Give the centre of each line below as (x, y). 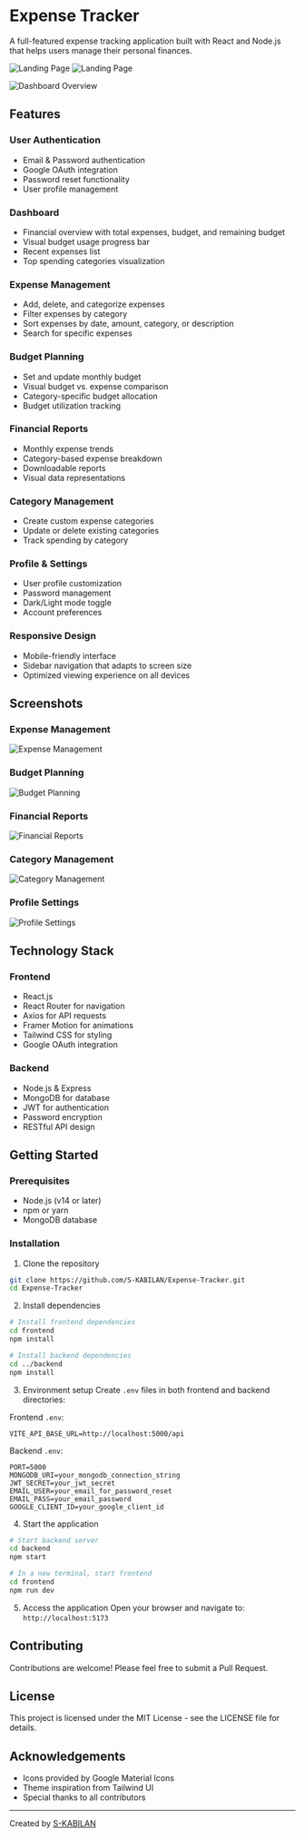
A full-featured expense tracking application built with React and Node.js (145, 41)
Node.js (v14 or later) (62, 1201)
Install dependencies (62, 1306)
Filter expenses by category (75, 314)
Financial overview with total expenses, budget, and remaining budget (154, 231)
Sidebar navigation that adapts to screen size (107, 665)
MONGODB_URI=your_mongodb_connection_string (95, 1475)
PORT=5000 (28, 1467)
